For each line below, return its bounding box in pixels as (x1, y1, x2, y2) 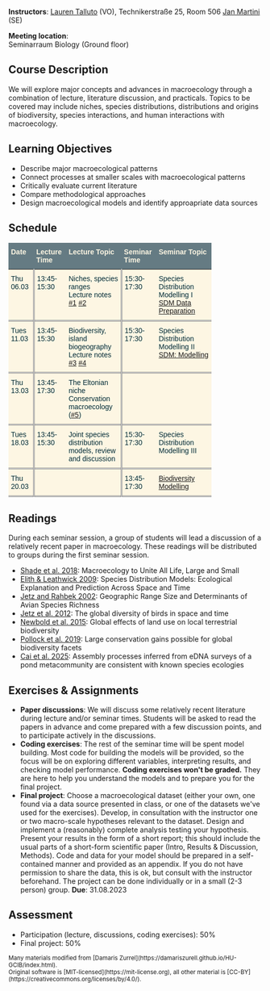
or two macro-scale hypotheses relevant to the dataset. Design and (19, 817, 244, 826)
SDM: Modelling (158, 350, 210, 360)
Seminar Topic (158, 248, 207, 257)
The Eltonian (68, 378, 109, 387)
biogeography (68, 342, 112, 352)
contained (19, 859, 54, 869)
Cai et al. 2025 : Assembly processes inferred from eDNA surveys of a (19, 651, 252, 661)
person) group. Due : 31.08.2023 (19, 885, 127, 895)
